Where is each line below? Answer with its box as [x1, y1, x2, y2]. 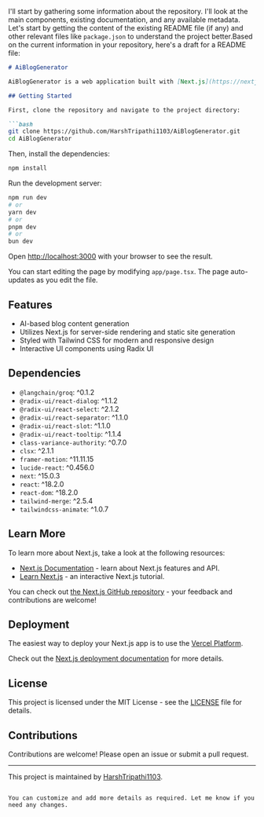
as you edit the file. [36, 275, 98, 285]
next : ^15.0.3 [19, 471, 60, 480]
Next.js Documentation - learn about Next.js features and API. [19, 563, 220, 573]
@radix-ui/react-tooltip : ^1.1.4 [19, 429, 122, 438]
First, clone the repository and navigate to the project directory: [8, 106, 241, 114]
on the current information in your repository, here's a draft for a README [8, 40, 247, 49]
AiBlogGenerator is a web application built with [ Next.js [8, 78, 206, 86]
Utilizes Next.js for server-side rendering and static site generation [19, 327, 236, 336]
